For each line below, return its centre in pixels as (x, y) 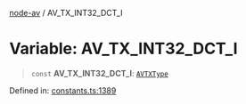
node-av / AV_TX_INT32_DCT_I (66, 13)
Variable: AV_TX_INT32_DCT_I (123, 49)
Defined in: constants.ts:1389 (63, 90)
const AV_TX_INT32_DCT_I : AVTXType (100, 73)
